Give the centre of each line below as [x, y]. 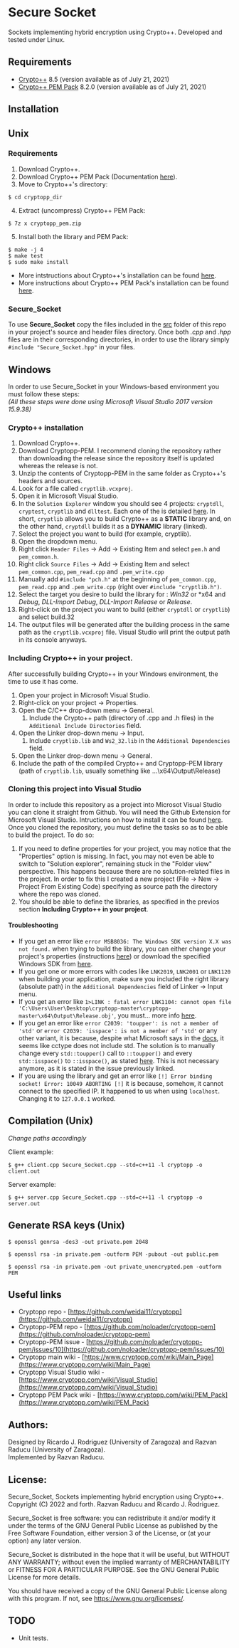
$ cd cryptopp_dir [35, 197]
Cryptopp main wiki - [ [51, 1357]
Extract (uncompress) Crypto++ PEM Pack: [82, 210]
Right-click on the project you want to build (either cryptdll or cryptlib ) [124, 610]
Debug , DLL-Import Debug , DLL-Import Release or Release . [105, 602]
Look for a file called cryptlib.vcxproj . [76, 489]
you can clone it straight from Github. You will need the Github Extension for [119, 812]
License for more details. [44, 1578]
